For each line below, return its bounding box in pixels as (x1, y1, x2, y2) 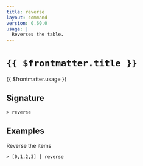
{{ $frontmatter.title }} (6, 58, 138, 69)
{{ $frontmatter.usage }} (6, 75, 67, 83)
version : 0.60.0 (6, 20, 47, 26)
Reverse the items (6, 142, 52, 149)
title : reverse (6, 9, 45, 15)
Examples (6, 126, 44, 136)
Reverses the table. (12, 32, 64, 38)
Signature (6, 93, 44, 103)
